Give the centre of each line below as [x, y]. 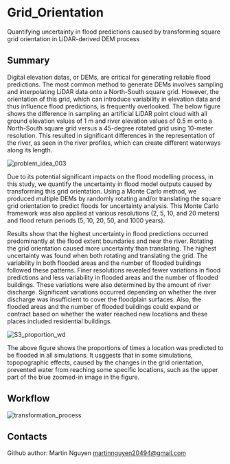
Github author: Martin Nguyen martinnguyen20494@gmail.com [97, 453]
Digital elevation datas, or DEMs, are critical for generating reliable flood [109, 77]
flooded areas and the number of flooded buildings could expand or [103, 306]
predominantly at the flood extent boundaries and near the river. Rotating [110, 241]
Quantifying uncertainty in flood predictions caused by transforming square [114, 32]
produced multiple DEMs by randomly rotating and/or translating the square [114, 198]
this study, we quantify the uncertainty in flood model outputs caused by [110, 184]
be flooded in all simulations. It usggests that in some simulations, [100, 355]
